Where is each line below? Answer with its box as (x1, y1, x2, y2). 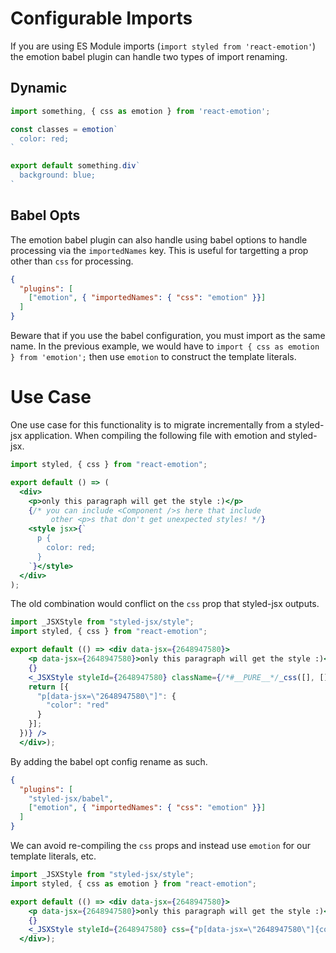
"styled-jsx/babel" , (28, 793, 114, 804)
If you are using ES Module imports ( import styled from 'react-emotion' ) (10, 40, 317, 52)
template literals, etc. (10, 850, 97, 862)
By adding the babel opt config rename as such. (10, 755, 208, 767)
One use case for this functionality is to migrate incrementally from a (10, 419, 293, 431)
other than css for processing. (10, 255, 134, 267)
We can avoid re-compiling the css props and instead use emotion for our (10, 840, 312, 851)
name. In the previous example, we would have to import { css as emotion (10, 340, 320, 352)
